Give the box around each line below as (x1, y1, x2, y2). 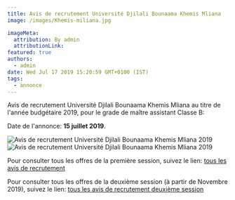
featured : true (7, 49, 52, 56)
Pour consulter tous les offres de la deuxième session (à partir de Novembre (7, 178, 228, 186)
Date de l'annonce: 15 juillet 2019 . (7, 122, 107, 131)
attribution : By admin (13, 36, 80, 43)
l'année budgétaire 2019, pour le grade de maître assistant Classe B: (7, 108, 205, 116)
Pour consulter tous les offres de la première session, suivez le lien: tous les (7, 156, 227, 165)
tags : (7, 75, 23, 82)
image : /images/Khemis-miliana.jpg (7, 17, 112, 24)
